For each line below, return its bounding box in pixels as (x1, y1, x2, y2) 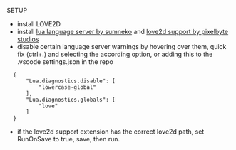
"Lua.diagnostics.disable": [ (25, 77, 116, 85)
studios (16, 35, 39, 43)
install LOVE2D (16, 20, 61, 28)
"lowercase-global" (38, 84, 97, 91)
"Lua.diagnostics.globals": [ (25, 96, 116, 103)
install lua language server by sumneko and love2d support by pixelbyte (16, 28, 229, 36)
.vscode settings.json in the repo (16, 58, 113, 66)
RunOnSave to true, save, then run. (16, 135, 120, 143)
